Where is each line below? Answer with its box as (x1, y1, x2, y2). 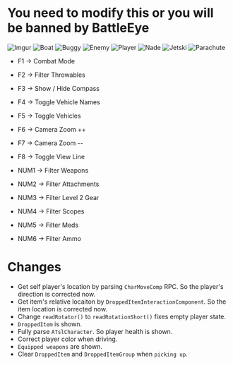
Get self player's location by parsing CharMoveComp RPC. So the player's (17, 282, 224, 290)
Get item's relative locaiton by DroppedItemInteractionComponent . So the (17, 297, 227, 306)
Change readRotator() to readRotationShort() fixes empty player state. (17, 312, 227, 321)
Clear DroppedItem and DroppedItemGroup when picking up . (17, 349, 189, 358)
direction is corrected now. (17, 290, 96, 298)
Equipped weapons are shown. (17, 342, 102, 350)
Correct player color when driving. (17, 335, 118, 343)
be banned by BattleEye (7, 20, 150, 36)
